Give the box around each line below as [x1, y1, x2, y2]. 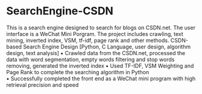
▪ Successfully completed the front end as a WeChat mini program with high [6, 75, 196, 82]
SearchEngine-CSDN [6, 4, 113, 18]
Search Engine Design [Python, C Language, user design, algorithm [23, 43, 191, 50]
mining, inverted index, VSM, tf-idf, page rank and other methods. [6, 37, 169, 44]
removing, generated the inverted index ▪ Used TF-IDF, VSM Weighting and [6, 62, 194, 69]
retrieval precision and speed [6, 81, 79, 88]
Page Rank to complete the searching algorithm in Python [6, 68, 150, 75]
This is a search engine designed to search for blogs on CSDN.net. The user [6, 24, 196, 31]
